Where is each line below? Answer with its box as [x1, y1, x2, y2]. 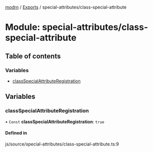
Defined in [5, 130, 27, 136]
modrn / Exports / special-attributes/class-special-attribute [5, 4, 127, 10]
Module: [5, 22, 40, 33]
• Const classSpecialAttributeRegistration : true [5, 119, 105, 125]
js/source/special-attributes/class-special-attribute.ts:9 [5, 141, 119, 147]
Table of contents [5, 52, 61, 60]
